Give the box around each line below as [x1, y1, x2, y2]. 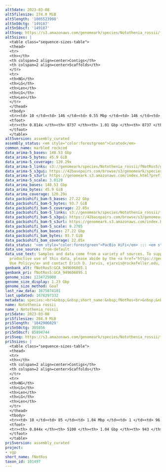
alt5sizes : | [5, 35, 32, 40]
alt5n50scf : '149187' [5, 26, 50, 31]
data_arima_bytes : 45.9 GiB [5, 187, 63, 192]
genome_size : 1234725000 [5, 275, 56, 280]
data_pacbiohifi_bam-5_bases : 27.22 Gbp [5, 196, 90, 201]
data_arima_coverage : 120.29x [5, 191, 68, 196]
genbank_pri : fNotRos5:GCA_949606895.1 [5, 270, 87, 275]
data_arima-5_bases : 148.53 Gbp [5, 150, 72, 155]
